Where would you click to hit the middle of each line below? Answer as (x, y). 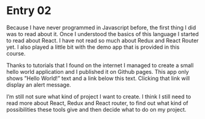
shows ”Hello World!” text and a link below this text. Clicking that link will (98, 78)
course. (16, 53)
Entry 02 (29, 11)
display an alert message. (39, 85)
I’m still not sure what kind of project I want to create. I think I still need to (99, 96)
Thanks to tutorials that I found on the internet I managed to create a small (100, 65)
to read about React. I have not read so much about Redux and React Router (102, 40)
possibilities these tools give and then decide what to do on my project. (96, 109)
